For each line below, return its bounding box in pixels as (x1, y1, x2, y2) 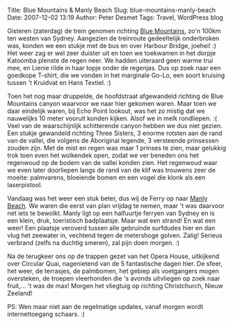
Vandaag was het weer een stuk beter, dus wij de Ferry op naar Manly (7, 194, 208, 203)
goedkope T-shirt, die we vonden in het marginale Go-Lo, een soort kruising (7, 71, 225, 79)
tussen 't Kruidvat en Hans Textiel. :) (7, 79, 111, 86)
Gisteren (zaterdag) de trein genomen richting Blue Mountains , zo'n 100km (7, 27, 221, 35)
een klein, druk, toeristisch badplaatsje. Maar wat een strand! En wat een (7, 216, 216, 225)
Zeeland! (7, 289, 33, 297)
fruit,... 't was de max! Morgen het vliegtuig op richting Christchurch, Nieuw (7, 282, 224, 290)
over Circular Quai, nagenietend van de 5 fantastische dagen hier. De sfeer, (7, 260, 223, 267)
